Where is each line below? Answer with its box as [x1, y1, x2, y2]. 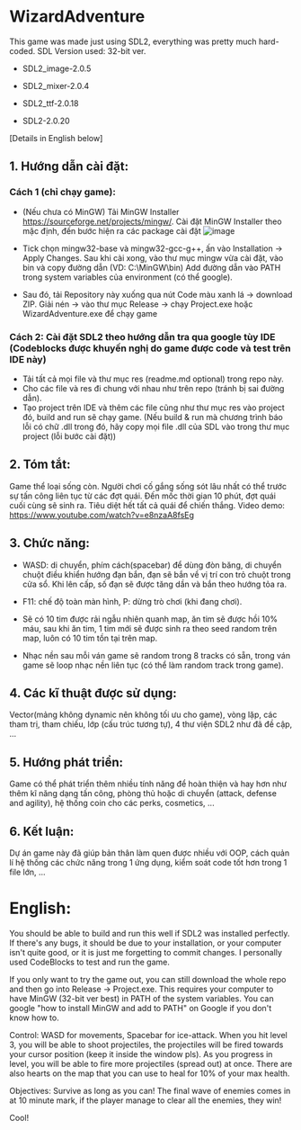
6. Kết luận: [9, 823, 75, 839]
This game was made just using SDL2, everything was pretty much [9, 36, 257, 47]
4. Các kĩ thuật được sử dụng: [9, 686, 177, 701]
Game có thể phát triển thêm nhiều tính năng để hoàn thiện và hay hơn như [9, 778, 288, 789]
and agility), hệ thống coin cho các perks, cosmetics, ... [9, 798, 215, 809]
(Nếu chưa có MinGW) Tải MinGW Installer [22, 206, 180, 217]
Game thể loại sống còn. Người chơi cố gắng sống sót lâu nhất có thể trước [9, 480, 288, 491]
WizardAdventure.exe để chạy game [22, 308, 158, 318]
